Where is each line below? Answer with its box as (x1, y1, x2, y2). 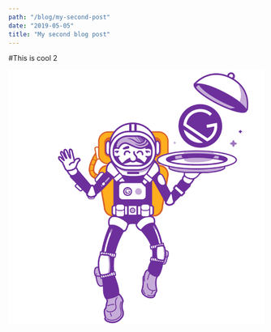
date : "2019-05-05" (8, 21, 75, 30)
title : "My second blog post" (8, 30, 111, 38)
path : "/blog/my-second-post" (8, 13, 111, 21)
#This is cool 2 (8, 53, 58, 63)
